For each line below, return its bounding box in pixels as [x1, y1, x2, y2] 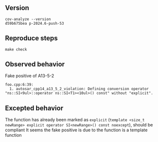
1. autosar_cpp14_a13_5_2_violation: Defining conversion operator [9, 87, 149, 92]
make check [5, 47, 27, 52]
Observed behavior [5, 60, 65, 68]
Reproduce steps [5, 34, 58, 43]
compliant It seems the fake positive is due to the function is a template [5, 127, 148, 133]
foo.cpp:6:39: [5, 82, 34, 87]
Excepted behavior [5, 104, 64, 112]
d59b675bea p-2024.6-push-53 [5, 21, 64, 26]
